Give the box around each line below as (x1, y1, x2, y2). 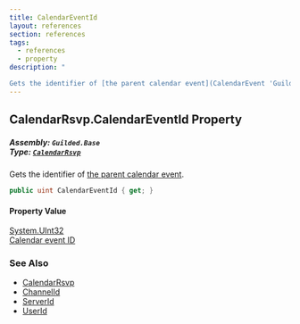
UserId (21, 305, 47, 317)
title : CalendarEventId (9, 12, 98, 22)
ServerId (21, 296, 55, 307)
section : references (9, 29, 87, 38)
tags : (9, 37, 29, 47)
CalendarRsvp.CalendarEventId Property (9, 112, 243, 128)
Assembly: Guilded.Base (9, 137, 101, 147)
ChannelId (21, 287, 61, 297)
